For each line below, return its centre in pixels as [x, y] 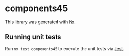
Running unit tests [33, 37]
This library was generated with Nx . [40, 22]
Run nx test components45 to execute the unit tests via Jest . [64, 48]
